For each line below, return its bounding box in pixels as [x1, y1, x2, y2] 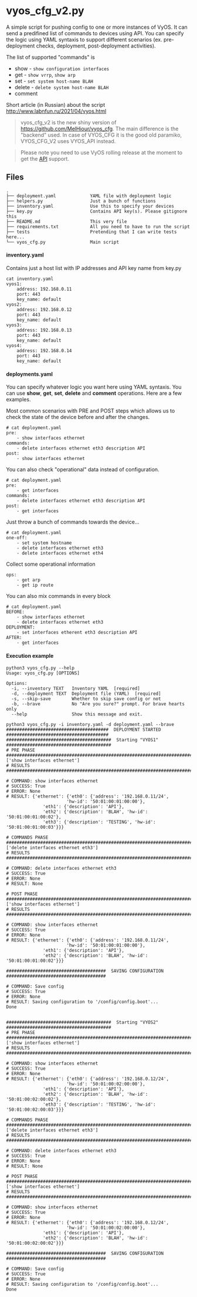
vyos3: [6, 322, 22, 328]
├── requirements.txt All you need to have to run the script [6, 224, 191, 229]
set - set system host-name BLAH [14, 77, 94, 85]
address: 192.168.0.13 [16, 327, 72, 333]
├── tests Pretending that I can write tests [6, 229, 177, 235]
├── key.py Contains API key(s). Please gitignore [6, 208, 188, 214]
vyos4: [6, 342, 22, 349]
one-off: [6, 535, 28, 541]
